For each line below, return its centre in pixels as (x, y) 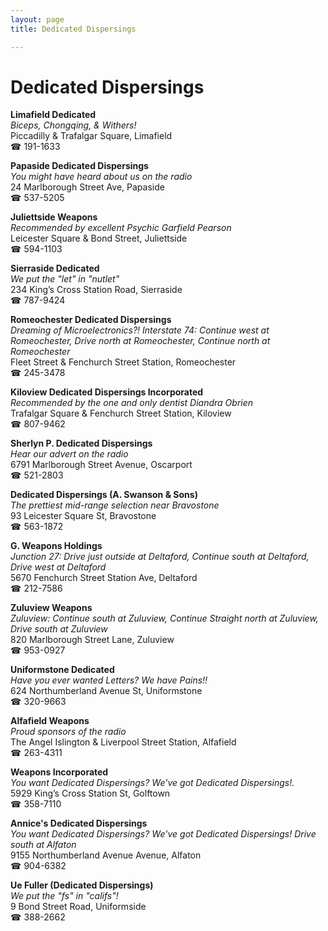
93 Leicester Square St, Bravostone (83, 516)
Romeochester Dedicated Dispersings (91, 320)
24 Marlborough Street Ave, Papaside (87, 187)
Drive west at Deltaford (58, 567)
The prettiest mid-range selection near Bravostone (115, 505)
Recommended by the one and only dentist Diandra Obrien (132, 403)
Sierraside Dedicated (55, 268)
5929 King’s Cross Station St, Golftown (90, 793)
